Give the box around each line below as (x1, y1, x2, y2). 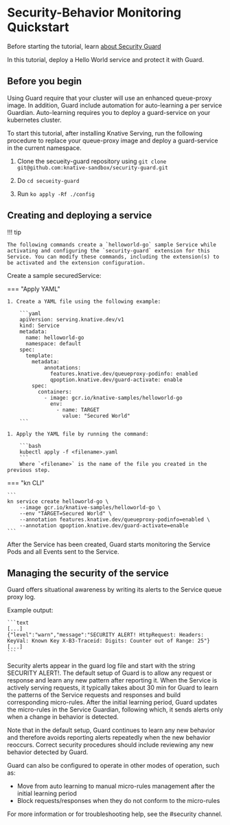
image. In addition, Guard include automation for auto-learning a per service (7, 101, 222, 109)
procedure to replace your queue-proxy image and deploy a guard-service (7, 136, 218, 144)
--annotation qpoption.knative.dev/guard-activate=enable (19, 522, 189, 529)
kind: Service (19, 322, 60, 329)
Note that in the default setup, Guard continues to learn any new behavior (7, 726, 215, 734)
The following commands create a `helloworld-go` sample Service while (7, 241, 216, 248)
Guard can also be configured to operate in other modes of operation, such (7, 762, 220, 770)
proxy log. (7, 593, 36, 601)
